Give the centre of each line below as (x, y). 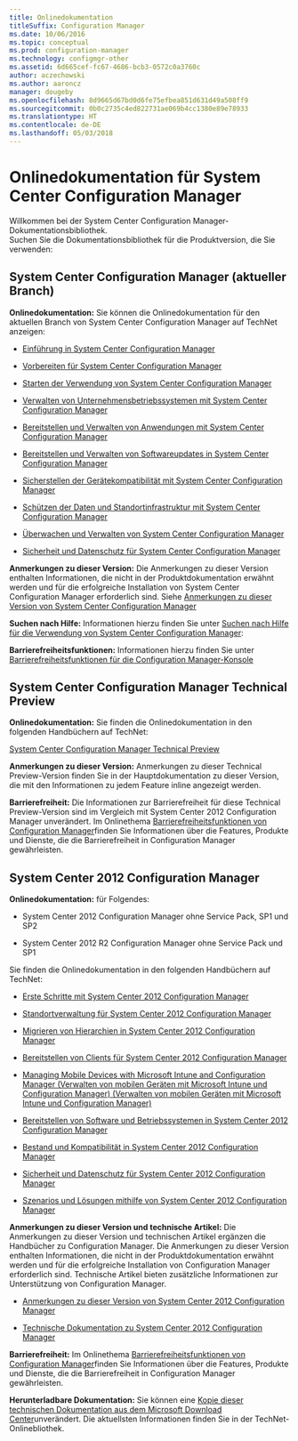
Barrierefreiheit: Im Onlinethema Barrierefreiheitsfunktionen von (128, 1355)
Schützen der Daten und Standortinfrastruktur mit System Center (141, 507)
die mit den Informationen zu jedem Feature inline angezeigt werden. (135, 785)
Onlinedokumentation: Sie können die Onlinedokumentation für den (135, 312)
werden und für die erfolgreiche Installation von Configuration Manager (140, 1265)
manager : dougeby (41, 92)
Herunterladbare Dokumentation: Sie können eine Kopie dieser (126, 1400)
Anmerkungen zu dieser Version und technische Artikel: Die (123, 1228)
